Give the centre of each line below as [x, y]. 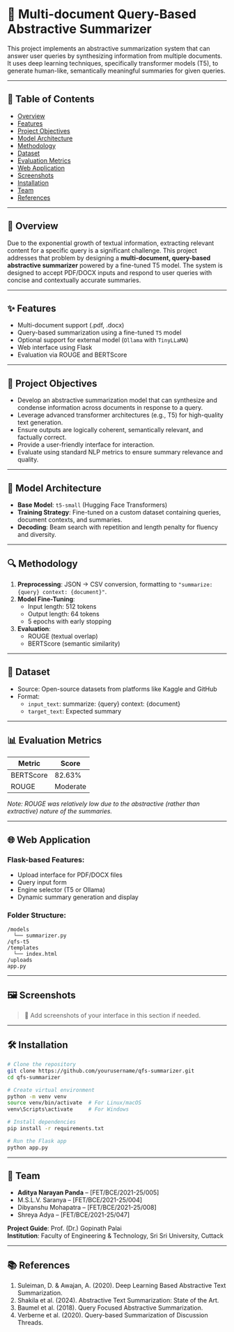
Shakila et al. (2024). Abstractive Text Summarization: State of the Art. [118, 1301]
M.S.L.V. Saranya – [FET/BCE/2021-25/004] [80, 1200]
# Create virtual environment [51, 1090]
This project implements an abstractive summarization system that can [109, 48]
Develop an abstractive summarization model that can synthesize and [117, 400]
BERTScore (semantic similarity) [74, 643]
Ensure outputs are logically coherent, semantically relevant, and [110, 430]
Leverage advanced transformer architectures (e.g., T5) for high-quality [120, 415]
